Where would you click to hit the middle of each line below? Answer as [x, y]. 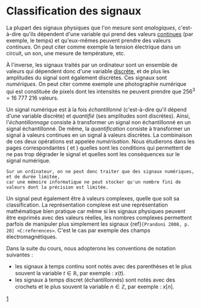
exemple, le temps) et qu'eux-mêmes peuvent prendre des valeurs [88, 40]
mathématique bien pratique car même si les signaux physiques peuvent [96, 211]
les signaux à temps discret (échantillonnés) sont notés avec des [95, 280]
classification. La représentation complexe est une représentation [87, 205]
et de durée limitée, [33, 177]
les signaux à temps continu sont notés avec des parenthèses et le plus [103, 266]
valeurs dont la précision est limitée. [58, 187]
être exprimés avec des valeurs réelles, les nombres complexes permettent [99, 217]
